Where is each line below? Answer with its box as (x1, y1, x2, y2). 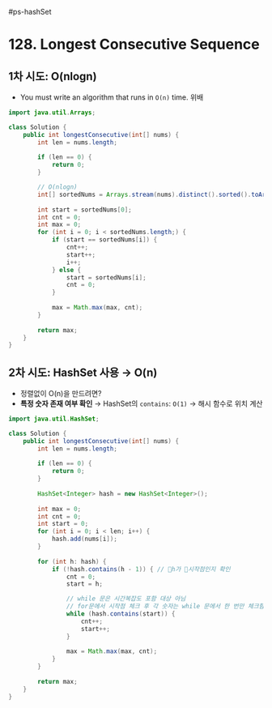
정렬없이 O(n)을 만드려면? (19, 389, 102, 399)
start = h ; (66, 580, 104, 588)
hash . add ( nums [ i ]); (51, 535, 117, 544)
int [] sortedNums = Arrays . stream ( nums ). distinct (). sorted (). (37, 190, 252, 198)
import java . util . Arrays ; (8, 109, 96, 117)
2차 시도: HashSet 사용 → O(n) (8, 365, 158, 379)
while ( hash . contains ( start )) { (66, 610, 176, 618)
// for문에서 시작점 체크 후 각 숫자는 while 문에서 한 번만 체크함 (66, 603, 265, 611)
